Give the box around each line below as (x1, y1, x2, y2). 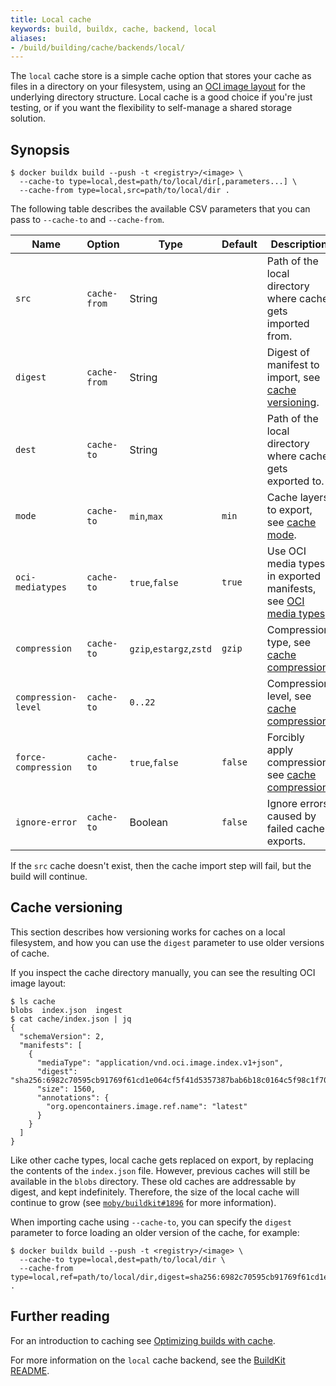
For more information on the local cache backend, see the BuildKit (10, 1354, 286, 1366)
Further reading (10, 1308, 110, 1325)
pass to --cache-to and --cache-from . (10, 214, 165, 226)
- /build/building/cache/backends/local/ (10, 42, 186, 53)
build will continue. (10, 871, 88, 883)
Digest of (266, 346, 310, 360)
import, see (266, 371, 321, 385)
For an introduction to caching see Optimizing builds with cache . (10, 1334, 276, 1346)
